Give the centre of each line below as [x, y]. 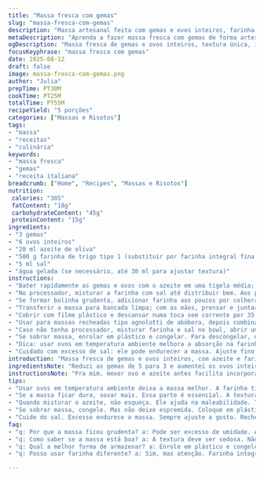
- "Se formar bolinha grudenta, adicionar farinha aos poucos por [119, 300]
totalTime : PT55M [37, 103]
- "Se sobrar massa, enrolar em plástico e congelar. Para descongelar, [130, 337]
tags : [17, 125]
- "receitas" [29, 139]
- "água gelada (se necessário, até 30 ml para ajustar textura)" [119, 271]
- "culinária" [31, 147]
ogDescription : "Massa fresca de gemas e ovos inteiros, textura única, [130, 45]
